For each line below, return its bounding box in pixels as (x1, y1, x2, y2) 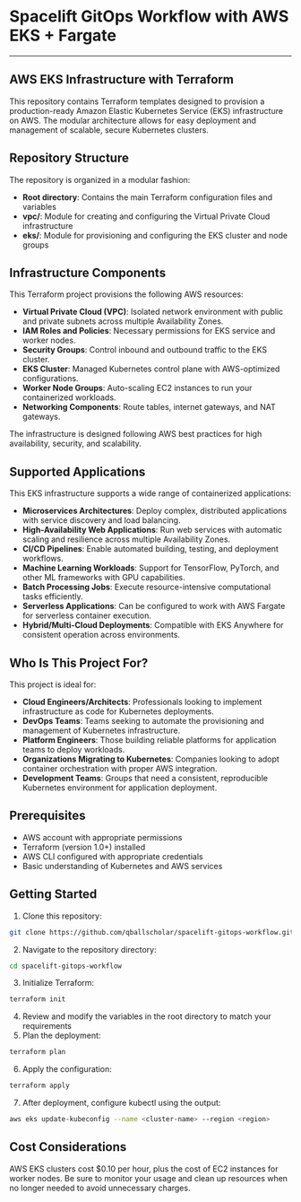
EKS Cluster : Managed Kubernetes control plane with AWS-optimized (21, 363, 280, 374)
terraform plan (9, 1048, 66, 1057)
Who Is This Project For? (9, 655, 149, 670)
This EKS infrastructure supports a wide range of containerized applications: (9, 488, 292, 499)
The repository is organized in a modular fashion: (9, 174, 191, 185)
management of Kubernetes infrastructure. (21, 725, 181, 736)
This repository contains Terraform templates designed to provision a (9, 96, 265, 107)
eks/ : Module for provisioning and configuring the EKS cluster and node (21, 230, 288, 240)
